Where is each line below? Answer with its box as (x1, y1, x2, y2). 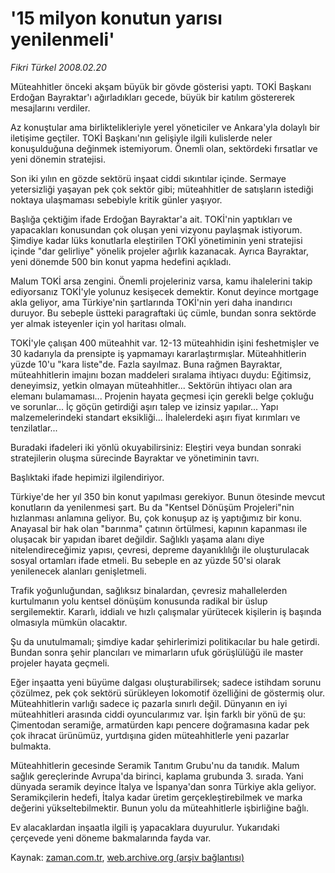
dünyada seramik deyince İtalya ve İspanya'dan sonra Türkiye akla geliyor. (10, 780, 317, 792)
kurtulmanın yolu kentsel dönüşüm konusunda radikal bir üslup (10, 595, 268, 607)
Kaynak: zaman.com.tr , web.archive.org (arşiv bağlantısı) (10, 851, 245, 863)
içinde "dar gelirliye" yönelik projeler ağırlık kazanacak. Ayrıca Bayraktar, (10, 245, 310, 257)
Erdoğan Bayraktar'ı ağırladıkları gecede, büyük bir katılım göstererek (10, 91, 296, 103)
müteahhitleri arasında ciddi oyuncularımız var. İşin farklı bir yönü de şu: (10, 708, 306, 720)
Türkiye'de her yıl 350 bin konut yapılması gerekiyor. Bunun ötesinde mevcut (10, 490, 326, 502)
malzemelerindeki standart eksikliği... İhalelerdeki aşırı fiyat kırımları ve (10, 411, 301, 423)
